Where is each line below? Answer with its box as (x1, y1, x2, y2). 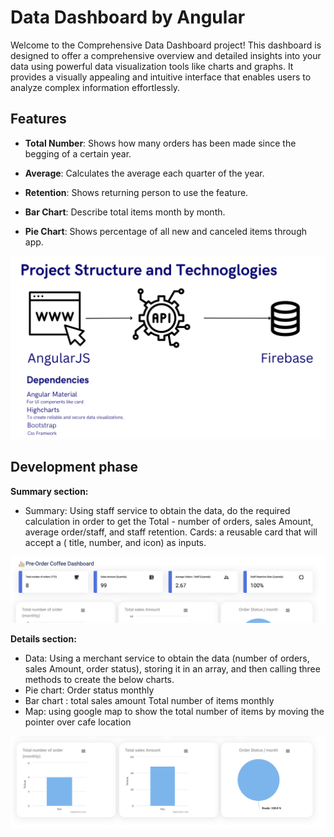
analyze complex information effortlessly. (10, 81, 181, 93)
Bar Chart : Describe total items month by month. (24, 206, 226, 218)
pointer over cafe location (24, 716, 132, 728)
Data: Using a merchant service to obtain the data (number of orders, (24, 652, 310, 664)
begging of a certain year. (24, 147, 132, 160)
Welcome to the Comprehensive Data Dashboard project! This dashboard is (10, 39, 322, 51)
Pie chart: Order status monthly (24, 684, 155, 696)
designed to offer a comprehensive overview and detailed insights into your (10, 49, 322, 61)
